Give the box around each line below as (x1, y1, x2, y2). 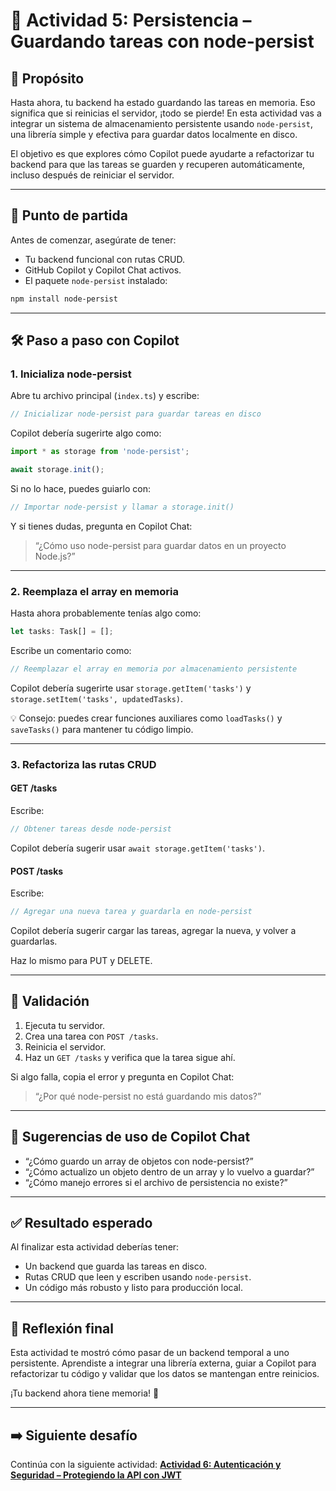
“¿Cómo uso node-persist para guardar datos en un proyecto (34, 539, 287, 551)
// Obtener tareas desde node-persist (10, 824, 172, 834)
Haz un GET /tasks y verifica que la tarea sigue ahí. (24, 1051, 236, 1063)
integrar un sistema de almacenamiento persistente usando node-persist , (10, 118, 313, 129)
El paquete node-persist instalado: (24, 274, 168, 286)
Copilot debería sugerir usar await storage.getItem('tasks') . (10, 842, 265, 854)
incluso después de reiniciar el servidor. (10, 169, 175, 181)
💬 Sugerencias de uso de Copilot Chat (10, 1129, 251, 1146)
